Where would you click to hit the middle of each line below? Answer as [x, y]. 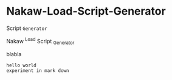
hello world [21, 65]
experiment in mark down [38, 71]
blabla [14, 54]
